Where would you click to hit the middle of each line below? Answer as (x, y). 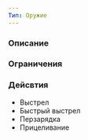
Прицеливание (44, 127)
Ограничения (35, 64)
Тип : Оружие (27, 15)
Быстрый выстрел (50, 110)
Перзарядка (40, 119)
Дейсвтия (28, 85)
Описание (29, 42)
